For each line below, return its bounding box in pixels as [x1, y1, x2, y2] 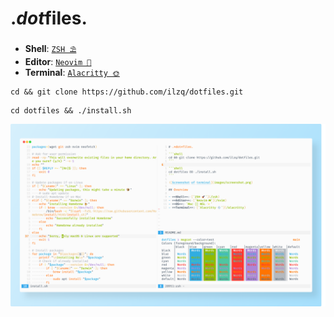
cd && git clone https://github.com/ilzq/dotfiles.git [10, 87, 244, 97]
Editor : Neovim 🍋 [24, 55, 92, 67]
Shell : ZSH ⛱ [24, 42, 77, 54]
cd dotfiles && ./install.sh [10, 105, 132, 116]
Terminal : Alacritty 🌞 [24, 66, 120, 78]
